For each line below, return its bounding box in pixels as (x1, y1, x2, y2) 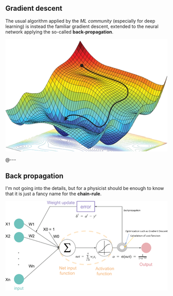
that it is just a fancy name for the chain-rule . (5, 190, 102, 197)
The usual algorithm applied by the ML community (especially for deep (5, 18, 155, 24)
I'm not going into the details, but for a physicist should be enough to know (5, 185, 164, 191)
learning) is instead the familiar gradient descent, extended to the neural (5, 23, 159, 29)
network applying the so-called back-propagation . (5, 28, 114, 35)
